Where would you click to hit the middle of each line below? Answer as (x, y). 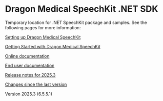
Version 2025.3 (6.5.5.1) (29, 94)
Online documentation (27, 56)
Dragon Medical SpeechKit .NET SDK (82, 9)
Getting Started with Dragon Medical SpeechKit (53, 46)
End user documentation (30, 65)
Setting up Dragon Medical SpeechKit (43, 37)
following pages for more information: (43, 27)
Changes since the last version (36, 84)
